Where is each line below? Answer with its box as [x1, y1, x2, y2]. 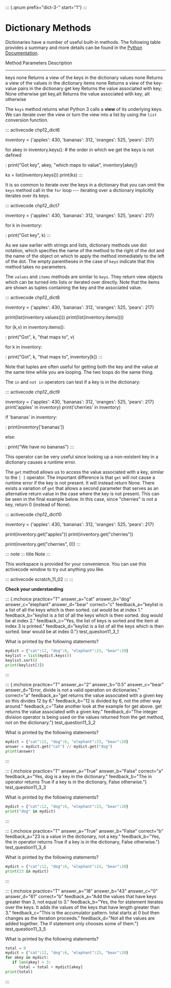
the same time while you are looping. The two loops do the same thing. [5, 369, 154, 375]
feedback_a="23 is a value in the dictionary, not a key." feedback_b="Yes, [5, 833, 160, 839]
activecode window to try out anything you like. [5, 566, 105, 572]
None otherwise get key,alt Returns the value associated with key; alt [5, 90, 150, 97]
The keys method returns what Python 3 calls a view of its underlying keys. [5, 106, 163, 112]
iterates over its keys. [5, 192, 50, 199]
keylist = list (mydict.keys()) [5, 653, 72, 658]
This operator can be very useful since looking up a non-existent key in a [5, 453, 159, 460]
